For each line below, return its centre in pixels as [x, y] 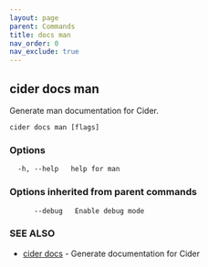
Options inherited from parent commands [104, 192]
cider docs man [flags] [55, 127]
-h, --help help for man [69, 169]
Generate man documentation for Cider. [84, 110]
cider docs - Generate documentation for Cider [111, 253]
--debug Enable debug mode [89, 211]
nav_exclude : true [44, 52]
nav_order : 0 [34, 43]
